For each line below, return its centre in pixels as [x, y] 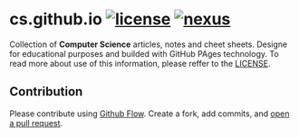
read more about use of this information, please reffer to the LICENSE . [140, 63]
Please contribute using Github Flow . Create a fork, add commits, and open [149, 114]
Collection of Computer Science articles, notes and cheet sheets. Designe [149, 44]
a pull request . [36, 123]
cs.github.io [56, 19]
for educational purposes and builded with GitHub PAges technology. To [144, 53]
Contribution [46, 91]
